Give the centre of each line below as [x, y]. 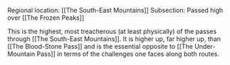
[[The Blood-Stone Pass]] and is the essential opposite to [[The [100, 46]
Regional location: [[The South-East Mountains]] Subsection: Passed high [115, 10]
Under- [205, 46]
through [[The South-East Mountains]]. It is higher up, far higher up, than [114, 39]
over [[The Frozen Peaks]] [46, 18]
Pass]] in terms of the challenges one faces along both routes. [128, 54]
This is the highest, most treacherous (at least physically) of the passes [112, 31]
